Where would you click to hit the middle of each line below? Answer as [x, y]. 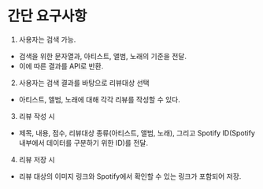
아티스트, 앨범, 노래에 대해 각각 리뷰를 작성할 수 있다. [99, 99]
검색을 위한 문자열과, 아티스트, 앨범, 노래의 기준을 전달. [102, 56]
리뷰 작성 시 [37, 116]
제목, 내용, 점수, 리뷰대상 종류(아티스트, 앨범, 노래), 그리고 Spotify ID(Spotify [137, 133]
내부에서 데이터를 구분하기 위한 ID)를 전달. [83, 143]
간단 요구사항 [47, 16]
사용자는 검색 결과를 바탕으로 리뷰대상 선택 [84, 83]
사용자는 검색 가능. [47, 39]
